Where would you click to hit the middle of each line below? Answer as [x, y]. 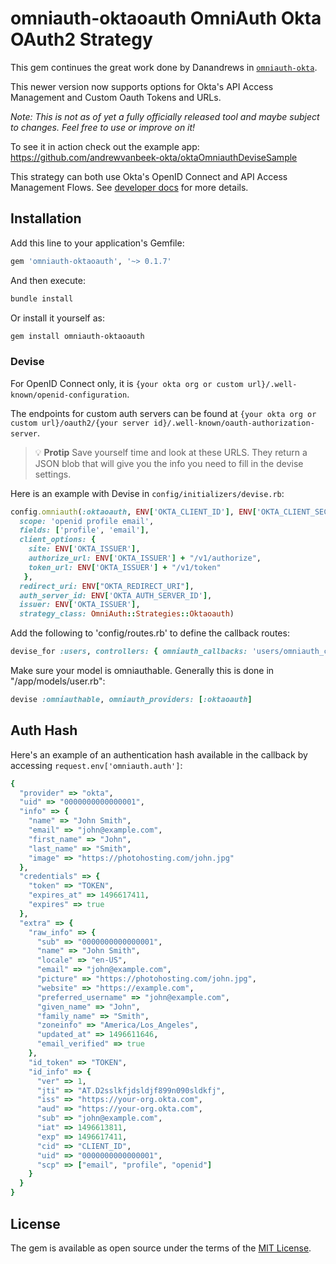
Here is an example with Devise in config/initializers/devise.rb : [147, 493]
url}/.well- [272, 384]
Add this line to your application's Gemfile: [97, 243]
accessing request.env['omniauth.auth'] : [96, 765]
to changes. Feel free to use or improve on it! [103, 127]
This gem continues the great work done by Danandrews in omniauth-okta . [164, 67]
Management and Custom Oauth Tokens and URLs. [116, 97]
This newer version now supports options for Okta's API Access [142, 86]
